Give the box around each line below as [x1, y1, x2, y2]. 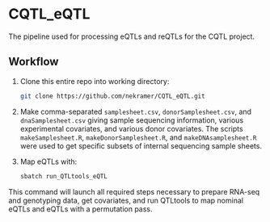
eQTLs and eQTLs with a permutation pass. [8, 203, 153, 214]
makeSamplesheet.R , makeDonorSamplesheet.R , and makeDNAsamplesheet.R [19, 132, 257, 142]
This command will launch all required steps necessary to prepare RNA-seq [8, 186, 260, 196]
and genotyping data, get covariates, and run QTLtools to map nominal [8, 195, 244, 205]
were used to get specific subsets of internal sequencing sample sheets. [19, 140, 263, 150]
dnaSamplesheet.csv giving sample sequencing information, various [19, 115, 244, 125]
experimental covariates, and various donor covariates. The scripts [19, 124, 244, 133]
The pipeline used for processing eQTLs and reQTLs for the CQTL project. [8, 31, 255, 41]
